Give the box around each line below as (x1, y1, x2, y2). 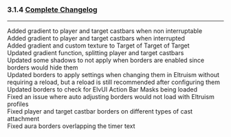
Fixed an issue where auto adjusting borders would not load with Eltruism (7, 93, 214, 101)
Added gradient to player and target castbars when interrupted (7, 34, 186, 43)
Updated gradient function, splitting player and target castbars (7, 49, 184, 57)
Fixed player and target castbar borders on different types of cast (7, 107, 193, 116)
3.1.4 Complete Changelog (7, 5, 98, 14)
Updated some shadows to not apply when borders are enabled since (7, 56, 205, 65)
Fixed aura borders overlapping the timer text (7, 122, 135, 130)
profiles (7, 100, 29, 108)
